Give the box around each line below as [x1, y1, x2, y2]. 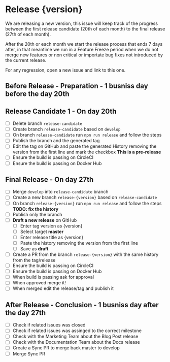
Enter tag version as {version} [20, 222, 83, 229]
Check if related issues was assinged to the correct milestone [12, 327, 142, 334]
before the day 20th [5, 90, 70, 98]
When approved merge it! [12, 280, 66, 286]
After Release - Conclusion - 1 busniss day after [5, 301, 159, 309]
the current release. [5, 57, 47, 63]
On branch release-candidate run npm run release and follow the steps [12, 132, 162, 138]
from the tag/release [12, 257, 56, 264]
